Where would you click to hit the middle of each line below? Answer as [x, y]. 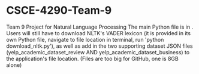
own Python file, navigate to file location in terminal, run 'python [85, 39]
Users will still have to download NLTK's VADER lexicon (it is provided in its [98, 33]
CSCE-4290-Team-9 [59, 10]
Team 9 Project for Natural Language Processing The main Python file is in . [100, 27]
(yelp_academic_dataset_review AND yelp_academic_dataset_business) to [98, 52]
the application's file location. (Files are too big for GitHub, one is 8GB [92, 58]
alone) [14, 65]
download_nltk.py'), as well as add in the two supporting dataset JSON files [99, 46]
